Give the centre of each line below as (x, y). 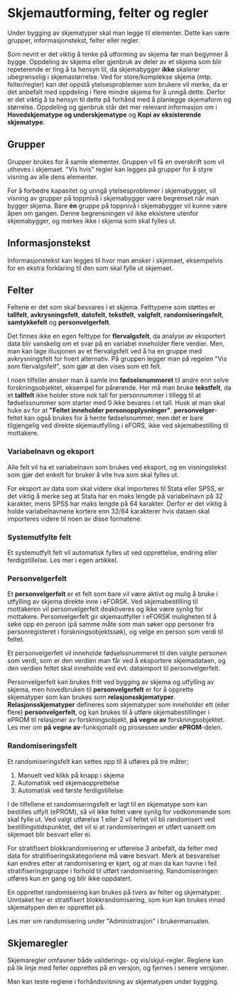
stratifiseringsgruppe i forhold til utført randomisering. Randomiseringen (113, 871)
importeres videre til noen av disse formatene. (75, 519)
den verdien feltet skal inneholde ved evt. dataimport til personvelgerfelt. (114, 668)
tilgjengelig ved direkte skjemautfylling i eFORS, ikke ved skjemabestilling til (118, 425)
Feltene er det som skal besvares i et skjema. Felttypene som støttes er (112, 307)
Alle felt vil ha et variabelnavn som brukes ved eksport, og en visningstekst (117, 467)
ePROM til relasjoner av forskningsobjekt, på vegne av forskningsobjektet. (116, 720)
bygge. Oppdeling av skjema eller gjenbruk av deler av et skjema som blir (115, 61)
